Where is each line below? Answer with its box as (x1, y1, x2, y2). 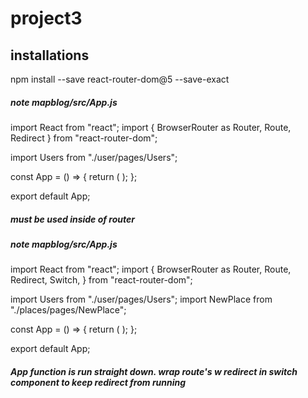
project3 (10, 7, 83, 30)
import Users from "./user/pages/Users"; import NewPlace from (10, 293, 273, 306)
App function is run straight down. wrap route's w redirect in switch (10, 365, 298, 377)
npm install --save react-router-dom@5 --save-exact (10, 73, 230, 85)
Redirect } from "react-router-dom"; (10, 132, 158, 144)
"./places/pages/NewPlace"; (10, 304, 127, 316)
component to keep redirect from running (10, 376, 187, 388)
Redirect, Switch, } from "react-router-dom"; (10, 274, 193, 286)
